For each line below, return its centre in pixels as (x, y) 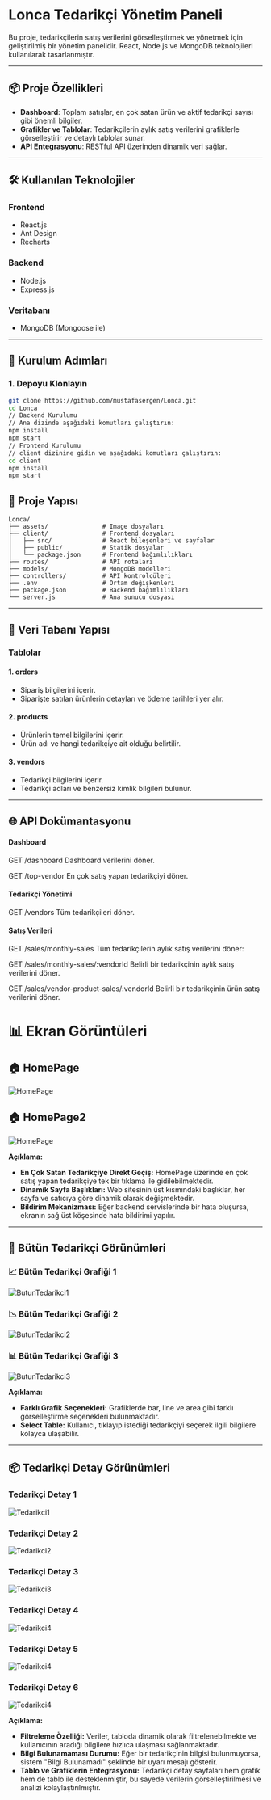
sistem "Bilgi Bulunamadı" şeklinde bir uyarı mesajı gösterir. (119, 1762)
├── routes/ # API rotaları (81, 562)
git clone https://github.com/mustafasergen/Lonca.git (102, 400)
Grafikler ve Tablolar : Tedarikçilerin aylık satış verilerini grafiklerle (130, 129)
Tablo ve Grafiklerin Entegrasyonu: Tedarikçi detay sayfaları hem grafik (140, 1771)
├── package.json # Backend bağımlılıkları (99, 590)
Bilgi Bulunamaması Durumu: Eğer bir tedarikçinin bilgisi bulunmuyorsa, (140, 1754)
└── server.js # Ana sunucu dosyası (92, 597)
